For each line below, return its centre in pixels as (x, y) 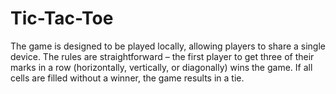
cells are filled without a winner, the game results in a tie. (127, 78)
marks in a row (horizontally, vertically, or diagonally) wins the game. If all (161, 67)
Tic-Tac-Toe (62, 18)
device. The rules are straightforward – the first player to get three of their (162, 56)
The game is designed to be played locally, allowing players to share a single (168, 46)
